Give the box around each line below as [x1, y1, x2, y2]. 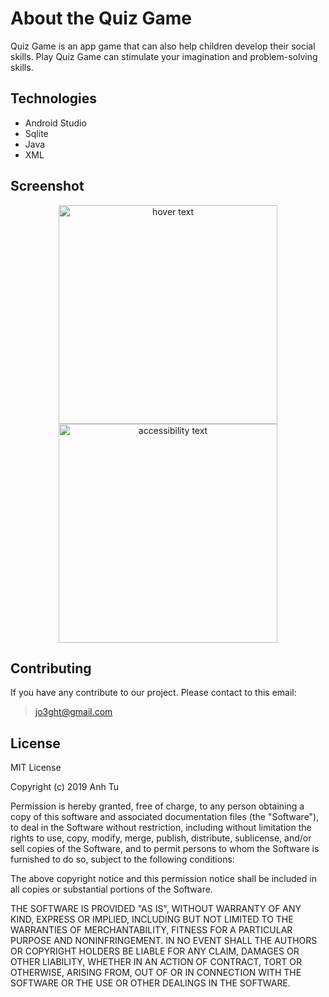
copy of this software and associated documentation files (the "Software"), [10, 811, 320, 823]
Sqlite [24, 127, 49, 139]
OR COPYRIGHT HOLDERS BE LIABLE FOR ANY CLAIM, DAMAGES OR [10, 945, 300, 957]
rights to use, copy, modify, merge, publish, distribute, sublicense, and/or [10, 832, 312, 844]
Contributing [10, 660, 92, 677]
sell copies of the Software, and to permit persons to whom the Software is [10, 843, 320, 855]
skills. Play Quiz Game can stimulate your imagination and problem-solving [10, 50, 318, 62]
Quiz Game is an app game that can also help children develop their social [10, 40, 316, 52]
